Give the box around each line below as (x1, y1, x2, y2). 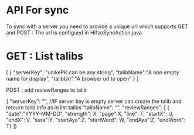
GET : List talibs (6, 50, 84, 63)
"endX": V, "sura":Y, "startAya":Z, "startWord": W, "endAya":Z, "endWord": (6, 116, 186, 123)
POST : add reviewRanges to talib (6, 86, 87, 94)
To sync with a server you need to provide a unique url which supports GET (6, 23, 189, 30)
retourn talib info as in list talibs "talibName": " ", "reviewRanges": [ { (6, 103, 170, 111)
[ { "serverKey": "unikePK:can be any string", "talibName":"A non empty (6, 68, 179, 76)
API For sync (6, 4, 69, 17)
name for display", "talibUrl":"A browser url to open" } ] (6, 75, 139, 82)
